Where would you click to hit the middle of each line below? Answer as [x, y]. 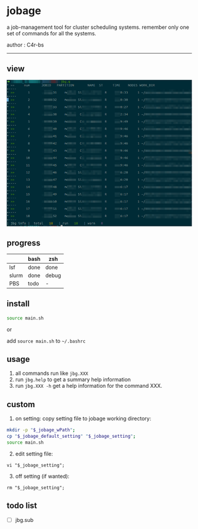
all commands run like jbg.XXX [52, 373]
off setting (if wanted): [42, 476]
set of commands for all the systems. [51, 33]
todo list [22, 506]
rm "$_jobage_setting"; [36, 488]
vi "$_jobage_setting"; [36, 465]
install [18, 304]
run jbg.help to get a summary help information [73, 380]
